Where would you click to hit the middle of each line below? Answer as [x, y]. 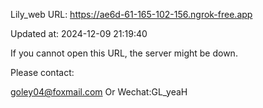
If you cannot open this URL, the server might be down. [124, 53]
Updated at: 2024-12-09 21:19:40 [79, 33]
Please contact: [42, 72]
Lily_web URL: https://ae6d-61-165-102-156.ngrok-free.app [131, 14]
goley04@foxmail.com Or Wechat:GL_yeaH [99, 92]
